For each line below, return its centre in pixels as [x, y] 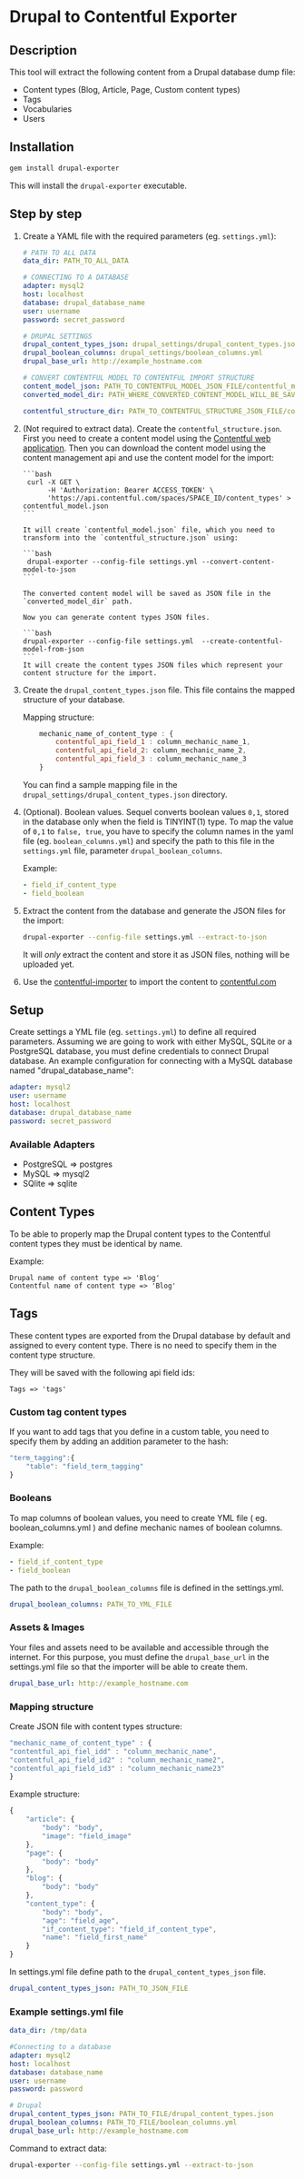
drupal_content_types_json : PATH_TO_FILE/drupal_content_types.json [142, 2114]
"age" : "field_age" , [81, 1920]
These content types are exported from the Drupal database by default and [150, 1335]
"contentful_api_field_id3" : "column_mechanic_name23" [117, 1768]
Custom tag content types [68, 1412]
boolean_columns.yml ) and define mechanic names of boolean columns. [146, 1527]
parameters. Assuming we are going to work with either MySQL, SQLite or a [151, 1041]
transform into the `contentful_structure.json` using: [130, 538]
